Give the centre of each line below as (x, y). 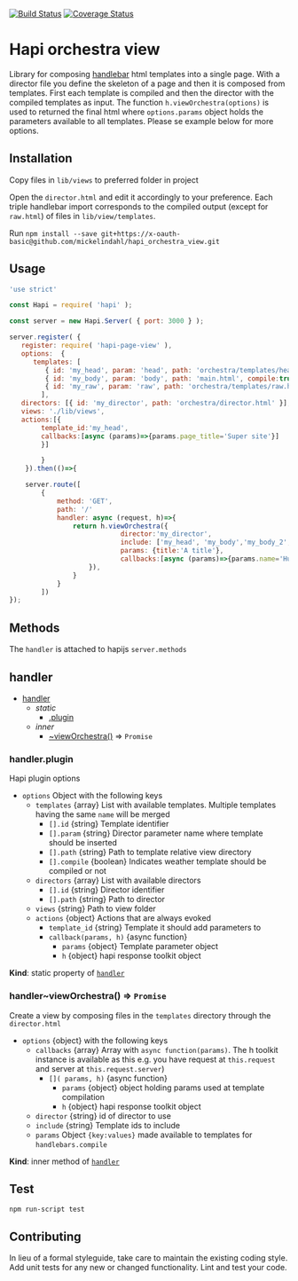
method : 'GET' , (85, 501)
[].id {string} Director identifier (106, 890)
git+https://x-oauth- (141, 234)
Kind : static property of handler (67, 973)
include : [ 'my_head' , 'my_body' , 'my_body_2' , (206, 542)
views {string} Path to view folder (96, 908)
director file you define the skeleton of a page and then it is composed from (147, 83)
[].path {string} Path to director (107, 900)
